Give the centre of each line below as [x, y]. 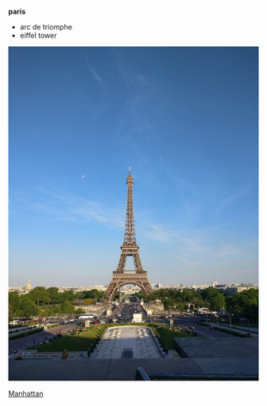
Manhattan [26, 394]
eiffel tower [38, 35]
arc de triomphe [46, 27]
